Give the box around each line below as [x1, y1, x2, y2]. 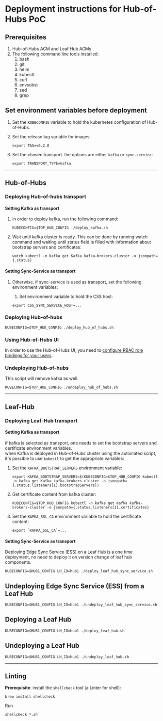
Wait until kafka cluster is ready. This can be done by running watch [12, 234, 148, 240]
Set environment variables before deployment [5, 106, 147, 115]
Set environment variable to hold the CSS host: [19, 294, 113, 299]
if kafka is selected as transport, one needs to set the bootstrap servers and [5, 440, 157, 446]
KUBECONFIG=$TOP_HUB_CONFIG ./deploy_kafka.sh [12, 226, 108, 230]
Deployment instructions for [5, 3, 121, 15]
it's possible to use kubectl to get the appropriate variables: [5, 455, 125, 461]
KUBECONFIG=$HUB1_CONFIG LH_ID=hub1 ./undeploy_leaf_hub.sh [5, 654, 130, 659]
